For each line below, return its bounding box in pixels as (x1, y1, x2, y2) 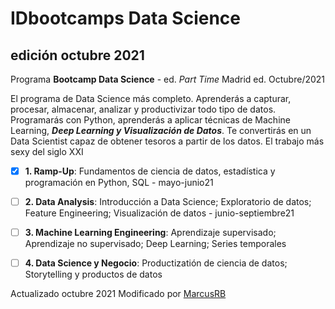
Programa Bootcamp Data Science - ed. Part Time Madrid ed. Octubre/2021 (10, 73, 326, 85)
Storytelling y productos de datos (24, 268, 163, 281)
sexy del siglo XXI (10, 146, 84, 157)
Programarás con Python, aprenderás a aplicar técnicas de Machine (10, 114, 291, 126)
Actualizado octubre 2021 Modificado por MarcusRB (10, 288, 227, 300)
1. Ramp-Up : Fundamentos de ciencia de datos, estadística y (24, 165, 276, 177)
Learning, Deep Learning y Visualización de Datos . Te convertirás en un (10, 125, 312, 136)
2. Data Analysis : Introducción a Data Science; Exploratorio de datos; (24, 196, 312, 208)
